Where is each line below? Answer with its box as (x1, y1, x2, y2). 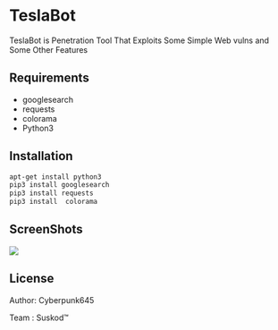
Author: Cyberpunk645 (9, 294, 95, 305)
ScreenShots (9, 222, 83, 237)
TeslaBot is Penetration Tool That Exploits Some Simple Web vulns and (9, 35, 270, 46)
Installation (9, 148, 73, 164)
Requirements (9, 71, 89, 86)
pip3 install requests (9, 189, 94, 198)
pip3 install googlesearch (9, 181, 110, 190)
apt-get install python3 (9, 172, 102, 182)
